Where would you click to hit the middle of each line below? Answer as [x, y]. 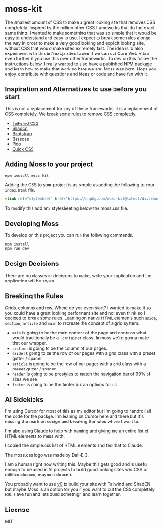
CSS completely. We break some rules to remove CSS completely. [71, 114]
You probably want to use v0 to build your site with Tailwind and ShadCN [78, 484]
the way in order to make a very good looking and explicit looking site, [75, 43]
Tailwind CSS [25, 123]
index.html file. [20, 190]
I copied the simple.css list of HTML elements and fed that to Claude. [74, 445]
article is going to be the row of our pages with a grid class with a [79, 364]
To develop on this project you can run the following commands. [69, 235]
